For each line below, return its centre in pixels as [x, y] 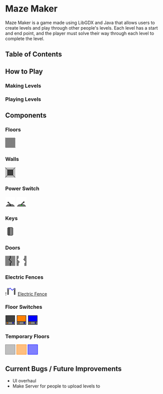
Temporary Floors [27, 336]
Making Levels [23, 86]
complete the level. [25, 39]
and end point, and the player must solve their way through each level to [79, 33]
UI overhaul [24, 381]
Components [26, 115]
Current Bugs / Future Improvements [63, 369]
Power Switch [22, 188]
